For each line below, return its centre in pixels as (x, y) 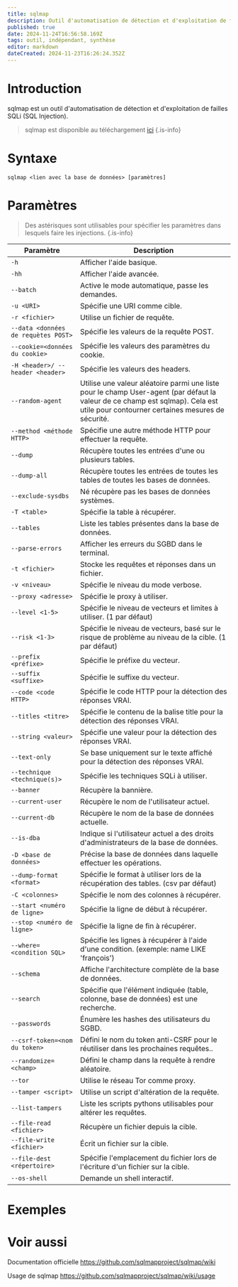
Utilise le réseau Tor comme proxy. (138, 1080)
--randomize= (33, 1061)
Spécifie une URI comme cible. (131, 306)
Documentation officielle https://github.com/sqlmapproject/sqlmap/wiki (112, 1261)
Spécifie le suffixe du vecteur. (130, 677)
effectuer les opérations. (121, 863)
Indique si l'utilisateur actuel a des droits (147, 834)
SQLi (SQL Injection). (38, 116)
